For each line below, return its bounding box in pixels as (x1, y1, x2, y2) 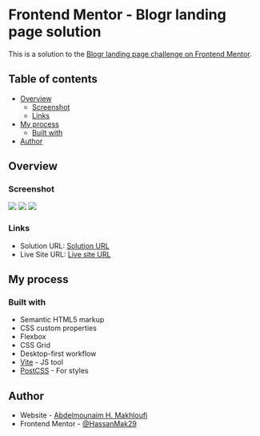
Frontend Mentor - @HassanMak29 (19, 419, 138, 429)
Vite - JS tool (19, 357, 64, 367)
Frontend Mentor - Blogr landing (8, 6, 226, 24)
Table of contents (8, 72, 98, 86)
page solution (8, 22, 102, 41)
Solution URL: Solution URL (19, 240, 110, 250)
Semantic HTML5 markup (19, 315, 105, 325)
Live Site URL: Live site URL (19, 249, 111, 259)
